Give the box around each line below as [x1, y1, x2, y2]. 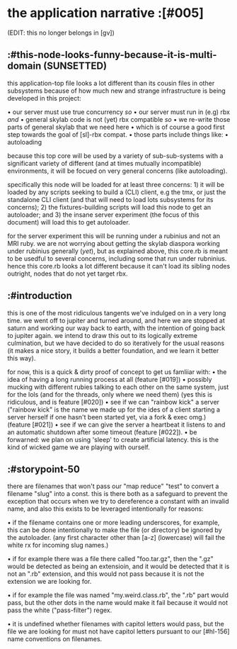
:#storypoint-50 [7, 463, 80, 475]
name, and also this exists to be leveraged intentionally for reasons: [7, 504, 204, 513]
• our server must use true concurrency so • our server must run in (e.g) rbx [7, 108, 230, 116]
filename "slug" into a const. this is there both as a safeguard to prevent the [7, 490, 228, 498]
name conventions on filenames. [7, 635, 103, 643]
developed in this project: [7, 94, 81, 102]
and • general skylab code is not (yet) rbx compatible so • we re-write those [7, 115, 231, 123]
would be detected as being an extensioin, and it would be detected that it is [7, 562, 230, 571]
